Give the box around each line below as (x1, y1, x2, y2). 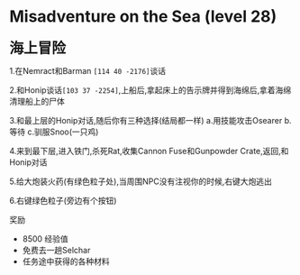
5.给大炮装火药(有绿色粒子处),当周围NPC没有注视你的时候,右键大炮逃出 (9, 176, 272, 187)
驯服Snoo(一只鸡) (33, 126, 99, 137)
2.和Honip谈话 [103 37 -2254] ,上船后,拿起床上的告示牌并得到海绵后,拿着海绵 (9, 84, 291, 96)
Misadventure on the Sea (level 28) (9, 6, 277, 27)
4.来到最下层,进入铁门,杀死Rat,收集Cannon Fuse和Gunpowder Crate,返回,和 (9, 145, 289, 156)
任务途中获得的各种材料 (22, 255, 110, 267)
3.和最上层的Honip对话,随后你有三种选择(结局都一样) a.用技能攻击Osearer (9, 115, 283, 125)
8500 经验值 (22, 233, 69, 244)
